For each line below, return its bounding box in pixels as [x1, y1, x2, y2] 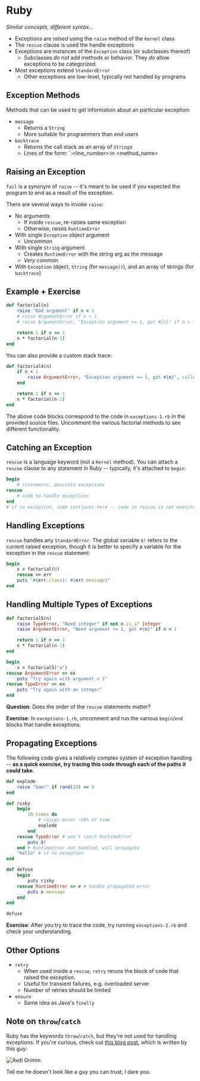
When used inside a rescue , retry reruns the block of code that [23, 967, 179, 974]
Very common [23, 256, 58, 263]
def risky [6, 800, 31, 806]
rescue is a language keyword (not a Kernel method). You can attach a [6, 458, 179, 466]
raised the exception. [23, 973, 76, 981]
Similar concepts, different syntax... [6, 23, 94, 30]
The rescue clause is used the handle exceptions [14, 41, 135, 48]
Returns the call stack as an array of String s [23, 143, 133, 150]
